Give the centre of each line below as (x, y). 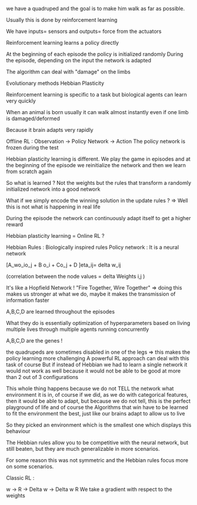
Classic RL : (20, 478)
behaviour (18, 431)
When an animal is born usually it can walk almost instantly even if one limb (98, 112)
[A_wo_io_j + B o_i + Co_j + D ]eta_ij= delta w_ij (64, 265)
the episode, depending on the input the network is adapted (79, 60)
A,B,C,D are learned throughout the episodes (61, 312)
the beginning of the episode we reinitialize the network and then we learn (96, 165)
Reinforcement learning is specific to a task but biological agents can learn (96, 94)
